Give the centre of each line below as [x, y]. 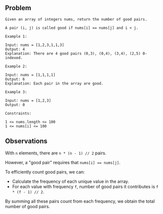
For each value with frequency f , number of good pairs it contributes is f [85, 186]
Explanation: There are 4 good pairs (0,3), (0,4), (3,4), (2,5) [73, 53]
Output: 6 [15, 79]
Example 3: [16, 92]
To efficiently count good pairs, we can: [45, 172]
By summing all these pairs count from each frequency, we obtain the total [80, 201]
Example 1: [16, 36]
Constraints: [18, 113]
